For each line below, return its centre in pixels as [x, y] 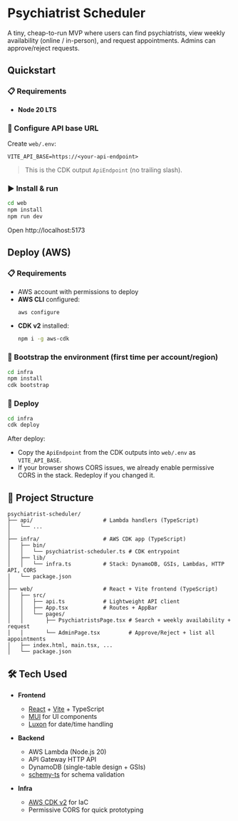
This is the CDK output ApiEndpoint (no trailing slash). [104, 170]
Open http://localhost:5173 [46, 230]
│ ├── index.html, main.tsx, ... [60, 645]
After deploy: [26, 439]
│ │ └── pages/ [36, 614]
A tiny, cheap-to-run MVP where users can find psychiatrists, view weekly [117, 33]
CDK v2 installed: [43, 326]
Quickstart [32, 70]
